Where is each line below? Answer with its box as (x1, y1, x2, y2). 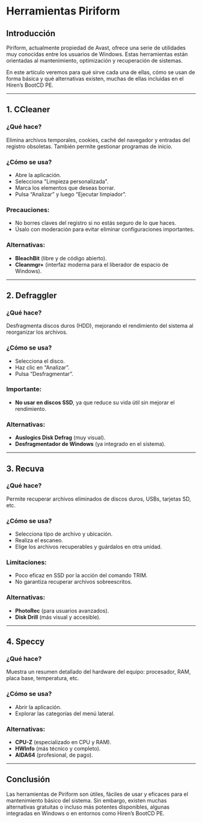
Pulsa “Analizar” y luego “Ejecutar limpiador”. (14, 190, 126, 198)
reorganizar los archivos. (6, 328, 68, 336)
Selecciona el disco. (14, 357, 65, 365)
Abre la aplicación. (14, 171, 61, 178)
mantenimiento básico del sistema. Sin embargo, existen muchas (6, 796, 167, 804)
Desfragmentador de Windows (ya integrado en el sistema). (14, 440, 166, 448)
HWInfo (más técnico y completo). (14, 745, 101, 753)
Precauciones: (6, 205, 50, 214)
